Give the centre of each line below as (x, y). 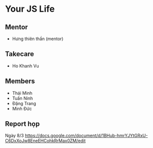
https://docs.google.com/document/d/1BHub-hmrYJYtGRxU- (86, 136)
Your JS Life (30, 9)
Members (20, 81)
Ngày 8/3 (14, 136)
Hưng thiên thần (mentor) (38, 39)
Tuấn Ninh (22, 98)
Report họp (22, 124)
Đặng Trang (24, 103)
